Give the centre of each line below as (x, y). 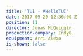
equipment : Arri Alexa (34, 38)
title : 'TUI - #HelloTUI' (37, 11)
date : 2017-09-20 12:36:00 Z (41, 17)
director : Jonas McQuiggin (39, 28)
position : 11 (22, 22)
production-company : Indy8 (39, 33)
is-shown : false (26, 44)
